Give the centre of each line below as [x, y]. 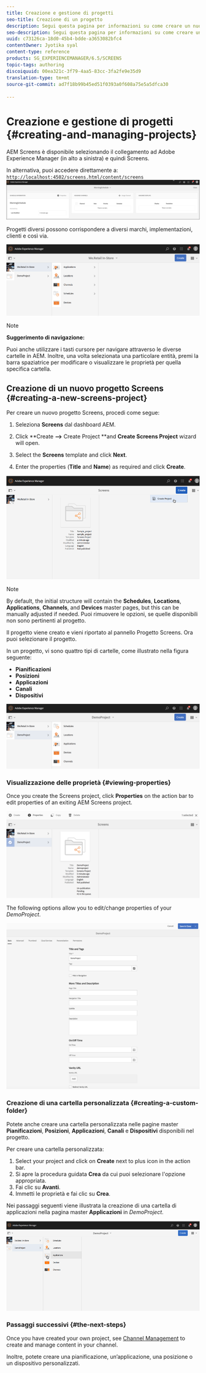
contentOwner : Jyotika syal [42, 45]
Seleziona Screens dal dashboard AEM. [65, 424]
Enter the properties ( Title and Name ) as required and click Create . [100, 466]
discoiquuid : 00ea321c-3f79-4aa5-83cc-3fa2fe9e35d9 [74, 71]
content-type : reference [38, 52]
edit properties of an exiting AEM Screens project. [70, 803]
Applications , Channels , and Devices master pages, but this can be [93, 607]
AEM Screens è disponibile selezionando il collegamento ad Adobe [91, 152]
